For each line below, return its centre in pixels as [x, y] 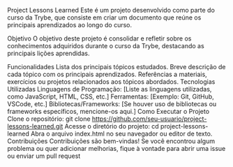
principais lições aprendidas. [48, 53]
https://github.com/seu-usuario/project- [149, 119]
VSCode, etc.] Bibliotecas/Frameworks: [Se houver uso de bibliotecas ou [112, 104]
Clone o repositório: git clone [49, 119]
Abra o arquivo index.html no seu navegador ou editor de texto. [121, 133]
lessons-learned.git [35, 126]
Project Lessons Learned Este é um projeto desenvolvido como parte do [111, 10]
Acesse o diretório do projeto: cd [112, 126]
